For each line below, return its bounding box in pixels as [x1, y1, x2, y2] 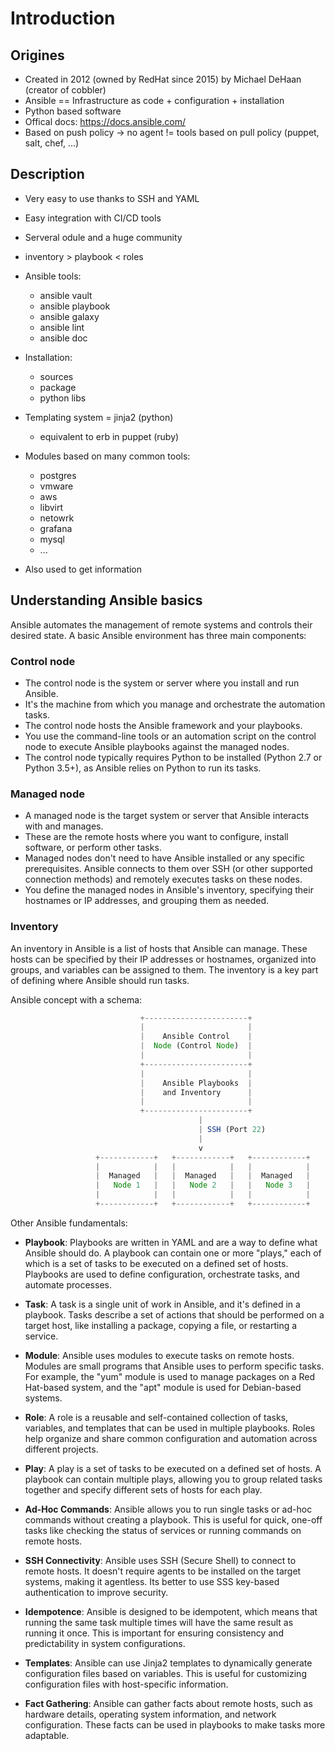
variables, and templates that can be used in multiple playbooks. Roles [24, 1422, 316, 1434]
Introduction [10, 7, 116, 30]
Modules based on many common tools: [24, 450, 191, 462]
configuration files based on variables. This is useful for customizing [24, 1667, 307, 1679]
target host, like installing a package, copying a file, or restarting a [24, 1319, 298, 1331]
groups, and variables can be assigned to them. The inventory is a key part [10, 963, 319, 976]
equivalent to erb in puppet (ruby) [39, 430, 180, 442]
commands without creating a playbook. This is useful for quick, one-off [24, 1513, 323, 1526]
